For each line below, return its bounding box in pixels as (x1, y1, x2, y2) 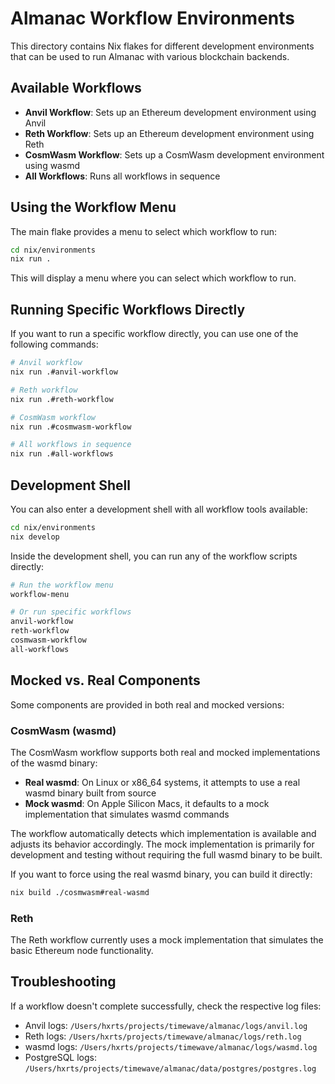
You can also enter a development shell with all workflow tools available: (10, 503, 308, 515)
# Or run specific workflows (10, 607, 132, 617)
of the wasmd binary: (10, 757, 98, 769)
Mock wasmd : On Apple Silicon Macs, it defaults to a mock (24, 797, 270, 809)
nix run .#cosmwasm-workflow (10, 422, 132, 432)
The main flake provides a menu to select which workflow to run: (10, 225, 278, 237)
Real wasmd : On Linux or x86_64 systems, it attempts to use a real (24, 776, 301, 788)
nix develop (10, 532, 60, 542)
